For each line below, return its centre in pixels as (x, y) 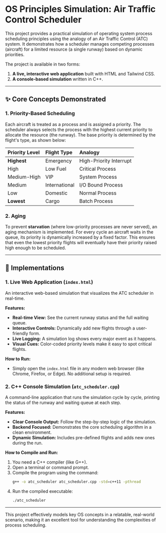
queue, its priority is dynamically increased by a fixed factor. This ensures (80, 237)
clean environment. (32, 432)
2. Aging (16, 216)
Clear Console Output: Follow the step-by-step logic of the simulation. (84, 422)
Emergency (59, 161)
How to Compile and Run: (32, 452)
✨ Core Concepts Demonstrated (56, 100)
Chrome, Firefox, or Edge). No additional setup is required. (72, 374)
